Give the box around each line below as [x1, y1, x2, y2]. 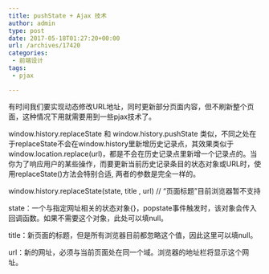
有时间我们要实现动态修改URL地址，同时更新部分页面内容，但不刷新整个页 [8, 101, 255, 111]
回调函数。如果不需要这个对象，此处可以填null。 [8, 213, 169, 223]
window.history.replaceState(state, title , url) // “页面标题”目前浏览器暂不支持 [8, 186, 261, 195]
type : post [8, 27, 45, 35]
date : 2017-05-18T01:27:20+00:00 [8, 34, 120, 43]
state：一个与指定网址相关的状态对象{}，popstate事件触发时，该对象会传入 [8, 202, 257, 213]
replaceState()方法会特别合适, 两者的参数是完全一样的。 [14, 169, 201, 178]
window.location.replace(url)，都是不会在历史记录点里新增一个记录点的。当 [8, 149, 258, 158]
